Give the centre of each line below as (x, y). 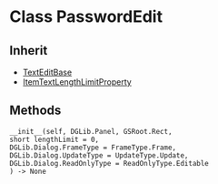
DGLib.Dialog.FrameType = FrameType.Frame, (93, 148)
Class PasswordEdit (86, 17)
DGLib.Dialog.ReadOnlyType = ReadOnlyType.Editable (109, 163)
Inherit (29, 51)
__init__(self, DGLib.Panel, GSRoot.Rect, (91, 131)
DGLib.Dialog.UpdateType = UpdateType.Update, (99, 155)
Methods (35, 111)
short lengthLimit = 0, (54, 139)
